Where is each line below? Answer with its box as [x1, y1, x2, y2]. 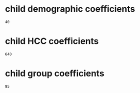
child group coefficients [5, 68, 104, 79]
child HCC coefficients [5, 36, 99, 47]
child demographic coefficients [5, 3, 136, 15]
